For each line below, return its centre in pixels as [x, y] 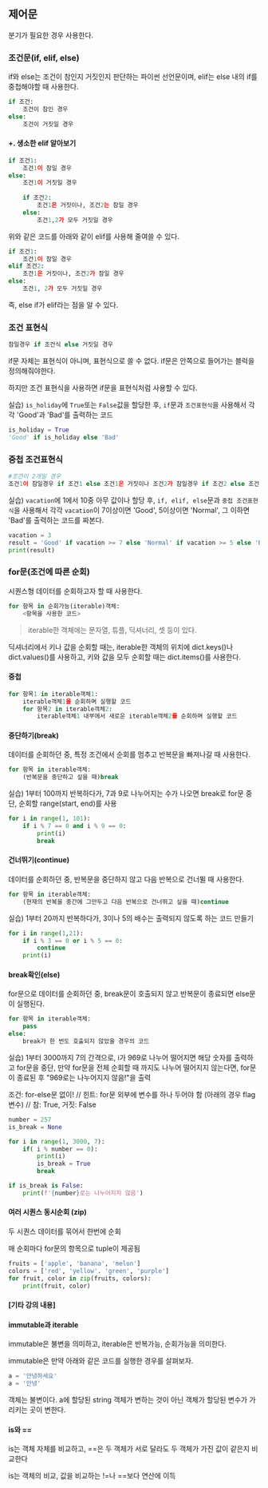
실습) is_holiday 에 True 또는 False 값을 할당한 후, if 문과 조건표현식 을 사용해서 [128, 405]
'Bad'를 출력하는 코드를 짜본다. [56, 520]
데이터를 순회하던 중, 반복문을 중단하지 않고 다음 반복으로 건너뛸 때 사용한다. [126, 879]
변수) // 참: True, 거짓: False [53, 1104]
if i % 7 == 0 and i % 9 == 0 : [75, 826]
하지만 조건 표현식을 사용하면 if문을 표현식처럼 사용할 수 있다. [103, 388]
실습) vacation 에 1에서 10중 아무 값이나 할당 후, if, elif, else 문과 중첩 [121, 500]
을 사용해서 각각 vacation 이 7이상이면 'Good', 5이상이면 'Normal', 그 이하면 [131, 510]
